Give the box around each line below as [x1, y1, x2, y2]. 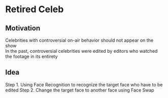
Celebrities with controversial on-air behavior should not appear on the [5, 37, 154, 43]
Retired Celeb [5, 4, 64, 15]
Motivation [5, 24, 41, 32]
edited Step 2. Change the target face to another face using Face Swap [5, 87, 154, 93]
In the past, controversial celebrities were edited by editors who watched [5, 48, 158, 54]
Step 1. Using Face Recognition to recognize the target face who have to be [5, 81, 163, 87]
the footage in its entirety [5, 53, 58, 59]
